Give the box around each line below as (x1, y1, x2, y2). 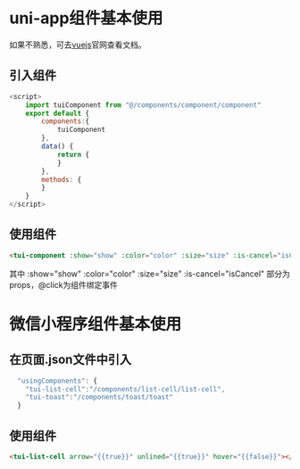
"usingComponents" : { (17, 376, 98, 385)
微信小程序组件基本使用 (9, 314, 182, 334)
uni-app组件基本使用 (9, 8, 163, 29)
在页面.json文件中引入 (9, 352, 132, 367)
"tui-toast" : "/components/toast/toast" (25, 393, 174, 402)
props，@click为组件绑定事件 (9, 279, 118, 290)
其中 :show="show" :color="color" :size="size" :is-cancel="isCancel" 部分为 (9, 268, 290, 279)
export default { (25, 109, 90, 118)
